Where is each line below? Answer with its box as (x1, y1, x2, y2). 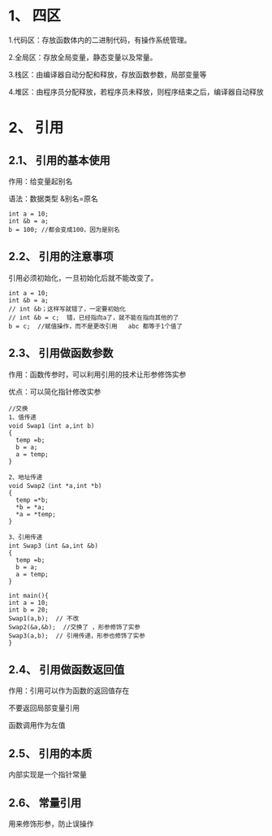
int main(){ (8, 591, 49, 599)
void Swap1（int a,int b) (8, 421, 95, 430)
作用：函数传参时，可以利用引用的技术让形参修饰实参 (8, 369, 187, 379)
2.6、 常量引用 (8, 795, 82, 809)
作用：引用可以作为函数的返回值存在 (8, 686, 130, 695)
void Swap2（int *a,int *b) (8, 481, 102, 490)
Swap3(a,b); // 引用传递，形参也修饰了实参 (8, 631, 146, 640)
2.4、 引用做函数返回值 (8, 663, 125, 677)
